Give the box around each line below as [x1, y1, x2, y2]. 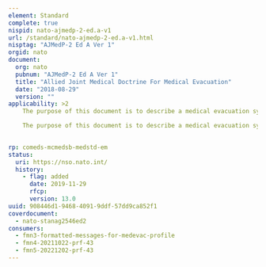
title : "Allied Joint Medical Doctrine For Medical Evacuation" [15, 78, 232, 86]
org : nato [15, 63, 47, 71]
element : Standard [8, 11, 69, 20]
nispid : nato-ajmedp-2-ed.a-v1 [8, 26, 112, 34]
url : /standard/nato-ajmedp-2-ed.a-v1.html [8, 33, 154, 42]
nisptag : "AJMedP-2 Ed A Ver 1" [8, 41, 115, 49]
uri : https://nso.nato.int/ [15, 158, 108, 166]
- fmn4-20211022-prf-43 [15, 239, 93, 247]
